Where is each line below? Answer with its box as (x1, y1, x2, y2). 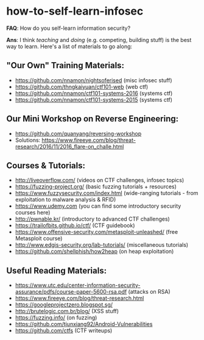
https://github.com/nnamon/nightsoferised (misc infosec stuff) (15, 76, 172, 83)
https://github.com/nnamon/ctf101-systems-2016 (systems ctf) (15, 90, 173, 97)
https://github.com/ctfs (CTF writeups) (15, 327, 113, 335)
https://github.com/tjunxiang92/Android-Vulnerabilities (15, 321, 153, 328)
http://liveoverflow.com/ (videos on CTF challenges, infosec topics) (15, 177, 185, 184)
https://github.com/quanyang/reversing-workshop (15, 130, 142, 137)
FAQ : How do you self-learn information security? (6, 24, 131, 32)
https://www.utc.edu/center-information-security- (15, 282, 141, 289)
